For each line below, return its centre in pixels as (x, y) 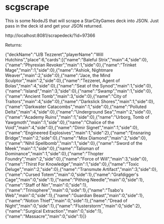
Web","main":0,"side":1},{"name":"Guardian (48, 195)
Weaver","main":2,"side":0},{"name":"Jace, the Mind (58, 75)
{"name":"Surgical (23, 211)
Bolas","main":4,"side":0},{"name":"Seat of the (52, 85)
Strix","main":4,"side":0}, (123, 59)
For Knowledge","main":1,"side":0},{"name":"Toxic (88, 164)
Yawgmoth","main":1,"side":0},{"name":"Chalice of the (60, 122)
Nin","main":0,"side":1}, (65, 185)
